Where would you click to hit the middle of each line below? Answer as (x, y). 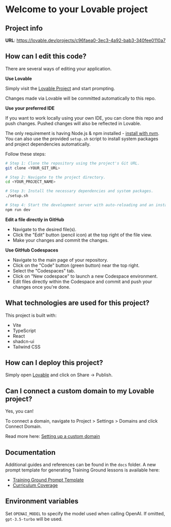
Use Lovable (19, 78)
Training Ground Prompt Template (48, 480)
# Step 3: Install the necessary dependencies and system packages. (79, 191)
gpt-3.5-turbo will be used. (34, 519)
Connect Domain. (24, 427)
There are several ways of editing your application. (59, 68)
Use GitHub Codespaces (32, 250)
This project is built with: (31, 315)
